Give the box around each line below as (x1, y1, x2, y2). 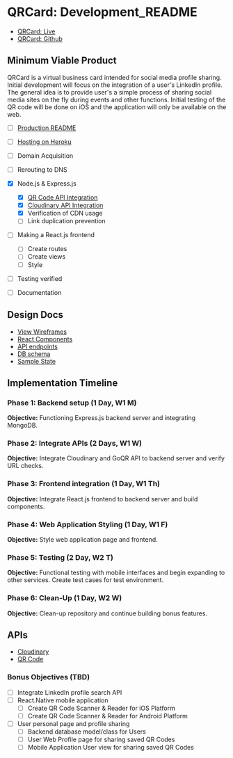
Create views (27, 252, 66, 261)
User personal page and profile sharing (17, 720, 130, 728)
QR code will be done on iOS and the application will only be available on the (7, 102, 227, 111)
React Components (17, 334, 73, 343)
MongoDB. (7, 421, 38, 430)
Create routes (27, 245, 67, 253)
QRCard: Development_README (7, 4, 198, 20)
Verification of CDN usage (27, 209, 103, 218)
